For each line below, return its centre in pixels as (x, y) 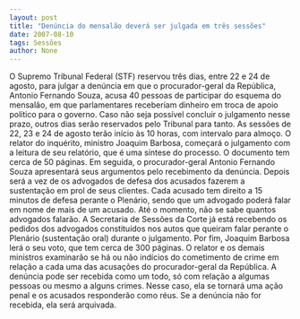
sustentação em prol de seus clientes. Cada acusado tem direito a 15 (136, 191)
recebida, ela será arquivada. (63, 305)
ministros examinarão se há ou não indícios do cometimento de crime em (144, 257)
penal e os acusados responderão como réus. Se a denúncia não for (136, 296)
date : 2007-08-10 (42, 34)
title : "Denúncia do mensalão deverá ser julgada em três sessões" (138, 26)
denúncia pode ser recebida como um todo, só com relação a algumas (140, 276)
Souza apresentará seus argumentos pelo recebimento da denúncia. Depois (150, 172)
